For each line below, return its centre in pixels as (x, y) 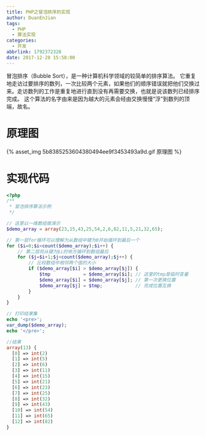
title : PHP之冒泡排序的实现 (38, 12)
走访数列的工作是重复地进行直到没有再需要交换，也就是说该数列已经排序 (108, 91)
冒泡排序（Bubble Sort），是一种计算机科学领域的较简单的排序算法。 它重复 (101, 76)
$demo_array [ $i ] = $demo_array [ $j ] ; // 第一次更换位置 (107, 280)
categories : (21, 40)
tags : (13, 23)
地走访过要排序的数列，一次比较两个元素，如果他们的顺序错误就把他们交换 (100, 83)
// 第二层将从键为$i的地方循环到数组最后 (63, 252)
